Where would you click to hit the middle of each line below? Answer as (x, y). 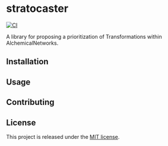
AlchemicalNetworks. (32, 43)
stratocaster (37, 9)
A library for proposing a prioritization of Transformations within (84, 36)
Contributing (30, 102)
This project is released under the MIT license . (63, 136)
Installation (27, 62)
